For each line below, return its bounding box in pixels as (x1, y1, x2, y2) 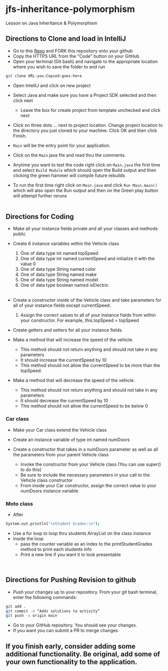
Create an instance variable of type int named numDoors (12, 436, 130, 443)
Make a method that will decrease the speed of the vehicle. (12, 377, 135, 383)
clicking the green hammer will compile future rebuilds (12, 172, 125, 178)
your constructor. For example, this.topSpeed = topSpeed (20, 317, 139, 323)
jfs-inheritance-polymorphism (5, 3, 135, 15)
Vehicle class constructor (20, 477, 73, 483)
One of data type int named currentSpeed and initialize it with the (20, 256, 155, 262)
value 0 (20, 261, 36, 267)
